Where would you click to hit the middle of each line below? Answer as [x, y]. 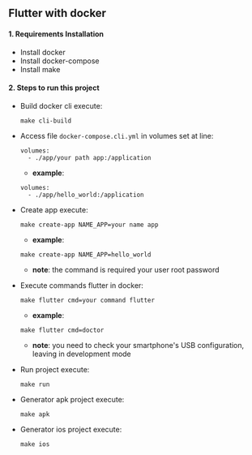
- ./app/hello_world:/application [86, 195]
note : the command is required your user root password [126, 269]
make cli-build [46, 121]
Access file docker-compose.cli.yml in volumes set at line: [117, 135]
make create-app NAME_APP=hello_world [85, 255]
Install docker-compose [60, 61]
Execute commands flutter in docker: [82, 285]
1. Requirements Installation [56, 34]
